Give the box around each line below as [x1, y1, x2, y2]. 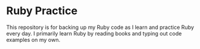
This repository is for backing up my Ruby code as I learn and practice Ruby [6, 24, 194, 31]
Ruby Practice [6, 4, 78, 18]
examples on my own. [6, 36, 61, 43]
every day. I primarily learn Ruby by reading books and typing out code [6, 30, 182, 37]
